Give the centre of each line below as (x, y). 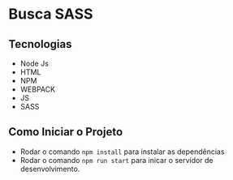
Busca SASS (51, 14)
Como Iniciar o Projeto (66, 132)
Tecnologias (40, 44)
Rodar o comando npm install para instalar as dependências (122, 152)
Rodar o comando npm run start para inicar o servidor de (116, 160)
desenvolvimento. (50, 169)
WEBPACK (37, 89)
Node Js (34, 63)
